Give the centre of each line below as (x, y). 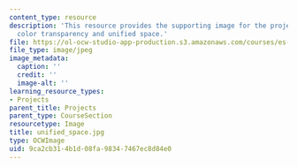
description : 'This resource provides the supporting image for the (138, 26)
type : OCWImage (37, 140)
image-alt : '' (43, 83)
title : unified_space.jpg (57, 133)
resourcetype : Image (47, 125)
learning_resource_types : (57, 91)
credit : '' (37, 75)
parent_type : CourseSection (61, 116)
